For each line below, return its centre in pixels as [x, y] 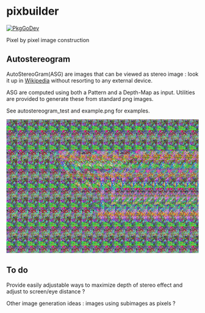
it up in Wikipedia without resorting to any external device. [79, 80]
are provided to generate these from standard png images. [80, 98]
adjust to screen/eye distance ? [46, 291]
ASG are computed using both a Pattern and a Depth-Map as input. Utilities [101, 92]
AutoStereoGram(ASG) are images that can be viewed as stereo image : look [103, 74]
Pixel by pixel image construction [48, 40]
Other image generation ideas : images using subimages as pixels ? [91, 303]
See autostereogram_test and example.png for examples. [78, 111]
